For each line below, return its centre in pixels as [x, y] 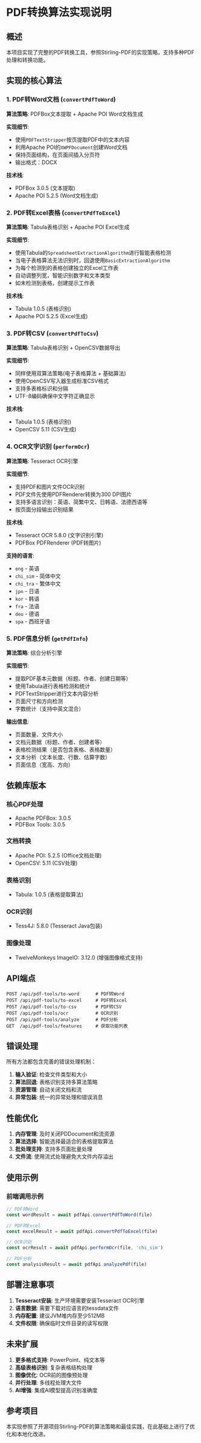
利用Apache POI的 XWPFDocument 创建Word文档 [71, 147]
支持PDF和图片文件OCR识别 [50, 486]
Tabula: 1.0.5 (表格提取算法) [49, 895]
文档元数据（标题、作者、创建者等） [60, 742]
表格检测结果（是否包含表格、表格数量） [65, 749]
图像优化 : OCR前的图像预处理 [51, 1375]
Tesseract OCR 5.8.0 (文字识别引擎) [59, 535]
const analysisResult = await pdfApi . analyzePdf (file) [77, 1265]
